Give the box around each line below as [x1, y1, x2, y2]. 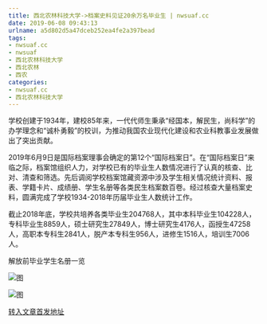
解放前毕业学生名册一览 [8, 256, 85, 266]
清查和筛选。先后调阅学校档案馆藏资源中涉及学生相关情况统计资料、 [22, 173, 245, 182]
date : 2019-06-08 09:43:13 [8, 19, 98, 27]
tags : [8, 33, 26, 42]
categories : [8, 78, 48, 86]
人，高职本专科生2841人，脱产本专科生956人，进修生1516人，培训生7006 [8, 229, 249, 239]
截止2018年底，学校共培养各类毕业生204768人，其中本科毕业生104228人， [8, 209, 257, 219]
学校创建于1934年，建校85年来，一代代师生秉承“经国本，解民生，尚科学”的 [8, 116, 256, 126]
